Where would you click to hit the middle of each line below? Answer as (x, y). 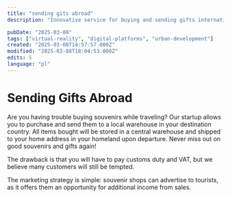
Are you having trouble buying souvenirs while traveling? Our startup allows (114, 116)
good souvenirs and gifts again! (52, 146)
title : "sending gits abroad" (51, 13)
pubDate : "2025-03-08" (40, 32)
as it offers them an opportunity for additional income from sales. (99, 187)
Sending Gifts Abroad (70, 98)
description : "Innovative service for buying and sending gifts (101, 20)
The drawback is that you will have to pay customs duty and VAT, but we (110, 159)
